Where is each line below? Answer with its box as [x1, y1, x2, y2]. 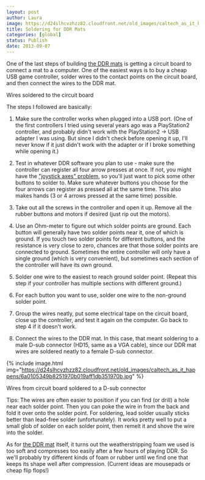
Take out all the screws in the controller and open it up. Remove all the [15, 203, 192, 211]
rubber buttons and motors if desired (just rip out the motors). [15, 210, 171, 217]
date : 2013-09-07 [6, 43, 51, 50]
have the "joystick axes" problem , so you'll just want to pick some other [15, 172, 195, 179]
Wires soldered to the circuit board [6, 91, 94, 99]
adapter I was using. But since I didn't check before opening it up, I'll [15, 134, 188, 141]
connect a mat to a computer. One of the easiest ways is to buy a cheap [6, 66, 187, 73]
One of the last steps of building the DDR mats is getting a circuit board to [6, 59, 192, 67]
